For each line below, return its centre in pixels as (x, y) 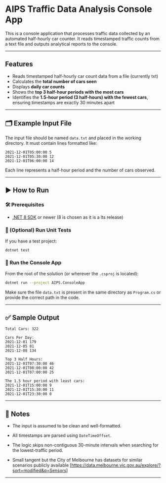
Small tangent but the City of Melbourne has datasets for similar (77, 460)
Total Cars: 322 (22, 329)
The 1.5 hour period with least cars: (45, 381)
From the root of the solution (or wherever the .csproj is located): (72, 273)
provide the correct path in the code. (42, 297)
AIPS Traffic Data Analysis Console (79, 9)
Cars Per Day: (20, 338)
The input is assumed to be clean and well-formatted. (67, 426)
